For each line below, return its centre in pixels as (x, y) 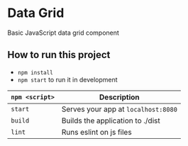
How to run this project (59, 55)
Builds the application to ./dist (111, 120)
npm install (35, 72)
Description (119, 97)
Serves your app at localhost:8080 (119, 109)
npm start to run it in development (68, 79)
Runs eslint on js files (97, 132)
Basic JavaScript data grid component (63, 33)
